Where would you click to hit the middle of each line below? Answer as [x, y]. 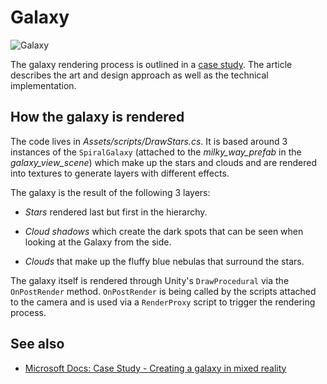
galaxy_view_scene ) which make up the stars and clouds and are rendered [163, 162]
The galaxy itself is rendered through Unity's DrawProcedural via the [150, 280]
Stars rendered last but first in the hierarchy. [116, 212]
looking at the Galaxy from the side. [98, 242]
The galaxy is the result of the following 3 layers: [110, 192]
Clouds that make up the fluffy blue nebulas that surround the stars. [164, 261]
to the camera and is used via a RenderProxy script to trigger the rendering [163, 302]
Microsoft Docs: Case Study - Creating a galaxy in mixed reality [155, 368]
